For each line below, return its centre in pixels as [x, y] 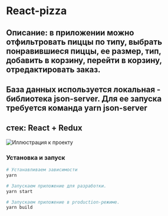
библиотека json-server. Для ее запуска [84, 99]
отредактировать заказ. [53, 69]
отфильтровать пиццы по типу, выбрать [84, 42]
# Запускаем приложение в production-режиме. [63, 202]
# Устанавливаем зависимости [42, 170]
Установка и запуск [36, 158]
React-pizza [37, 11]
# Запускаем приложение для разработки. [57, 186]
